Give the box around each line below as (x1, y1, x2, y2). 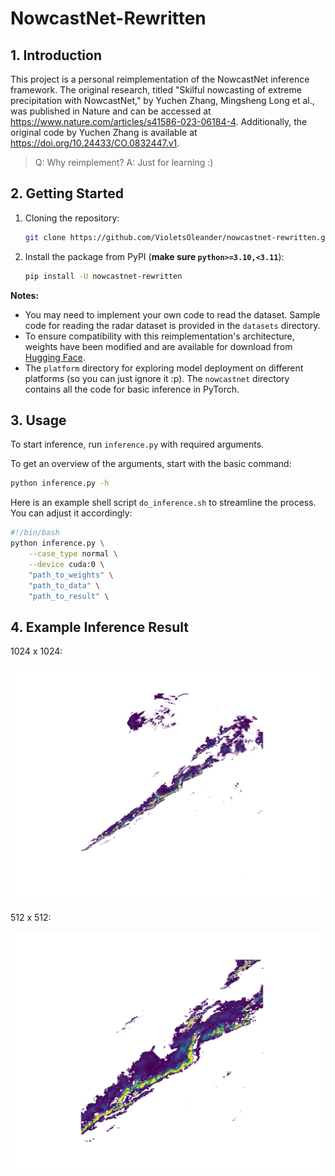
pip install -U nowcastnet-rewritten (24, 271, 183, 281)
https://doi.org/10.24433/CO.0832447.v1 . (10, 137, 180, 149)
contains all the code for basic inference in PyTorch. (24, 383, 240, 395)
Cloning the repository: (24, 212, 120, 224)
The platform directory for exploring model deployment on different (24, 362, 304, 374)
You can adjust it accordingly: (10, 507, 133, 519)
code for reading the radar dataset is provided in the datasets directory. (24, 319, 321, 331)
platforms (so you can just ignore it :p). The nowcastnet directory (24, 372, 290, 384)
